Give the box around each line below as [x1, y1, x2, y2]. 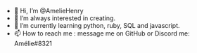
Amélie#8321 [13, 39, 53, 47]
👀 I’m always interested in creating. [13, 14, 116, 22]
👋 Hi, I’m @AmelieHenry [13, 7, 84, 15]
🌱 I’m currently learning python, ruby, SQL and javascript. [13, 22, 181, 29]
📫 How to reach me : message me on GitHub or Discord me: [13, 29, 190, 38]
